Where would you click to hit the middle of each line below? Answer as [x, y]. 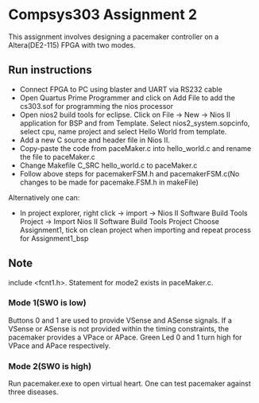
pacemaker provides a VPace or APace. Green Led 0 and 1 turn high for [125, 337]
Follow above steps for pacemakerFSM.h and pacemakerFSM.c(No [129, 173]
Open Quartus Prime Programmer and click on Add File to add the [128, 98]
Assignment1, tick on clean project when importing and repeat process [135, 230]
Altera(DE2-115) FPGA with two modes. [72, 45]
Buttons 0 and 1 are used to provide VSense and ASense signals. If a [120, 320]
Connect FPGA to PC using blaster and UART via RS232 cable [121, 89]
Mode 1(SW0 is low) [47, 303]
